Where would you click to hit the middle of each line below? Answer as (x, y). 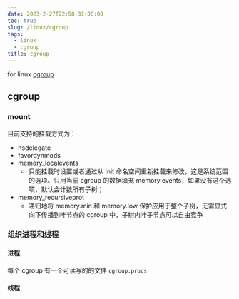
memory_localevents (48, 163)
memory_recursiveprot (51, 197)
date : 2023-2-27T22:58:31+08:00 (55, 14)
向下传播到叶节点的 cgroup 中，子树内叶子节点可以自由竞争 (116, 214)
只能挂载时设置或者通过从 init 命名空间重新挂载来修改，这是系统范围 (128, 171)
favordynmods (39, 155)
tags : (15, 34)
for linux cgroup (31, 74)
